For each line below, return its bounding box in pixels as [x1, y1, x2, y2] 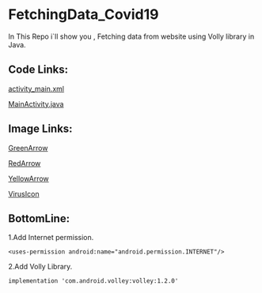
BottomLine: [8, 212, 70, 225]
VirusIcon [8, 189, 40, 198]
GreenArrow [8, 143, 48, 152]
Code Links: [8, 63, 69, 77]
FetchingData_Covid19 [8, 6, 159, 24]
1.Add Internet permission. [8, 233, 94, 242]
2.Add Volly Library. [8, 262, 73, 272]
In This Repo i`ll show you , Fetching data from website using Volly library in [8, 32, 255, 41]
